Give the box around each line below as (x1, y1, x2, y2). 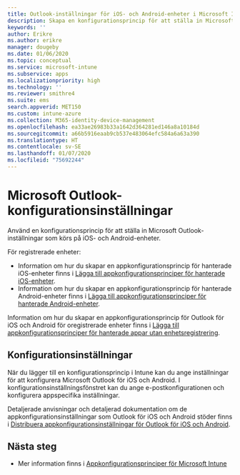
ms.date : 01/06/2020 (7, 51, 69, 58)
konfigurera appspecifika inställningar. (7, 391, 120, 399)
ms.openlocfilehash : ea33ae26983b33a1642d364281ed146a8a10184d (7, 123, 200, 131)
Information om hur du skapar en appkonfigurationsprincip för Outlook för (7, 313, 224, 321)
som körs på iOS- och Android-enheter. (44, 234, 161, 242)
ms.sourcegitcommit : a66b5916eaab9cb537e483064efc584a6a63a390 (7, 130, 200, 137)
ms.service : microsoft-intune (7, 64, 98, 71)
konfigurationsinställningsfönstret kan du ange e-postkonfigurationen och (7, 383, 225, 391)
